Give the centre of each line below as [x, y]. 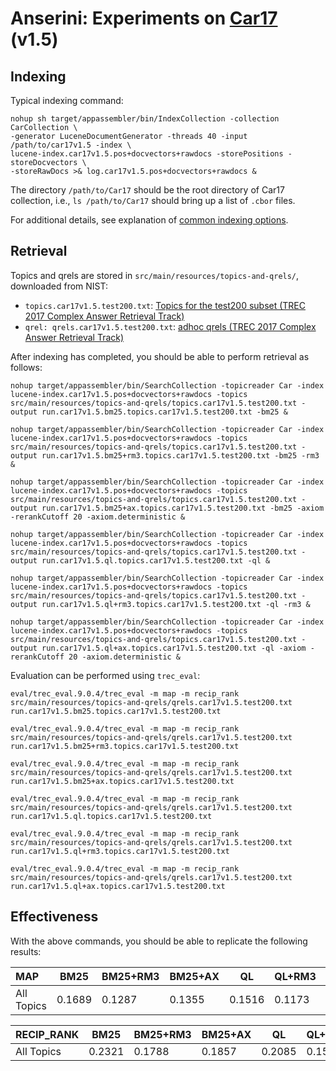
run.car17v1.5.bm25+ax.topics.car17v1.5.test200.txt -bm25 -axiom [183, 508]
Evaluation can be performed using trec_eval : [105, 675]
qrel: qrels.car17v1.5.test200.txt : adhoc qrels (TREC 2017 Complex [170, 326]
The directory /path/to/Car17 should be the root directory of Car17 [147, 190]
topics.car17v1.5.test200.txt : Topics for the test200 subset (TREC [165, 305]
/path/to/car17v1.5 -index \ [71, 145]
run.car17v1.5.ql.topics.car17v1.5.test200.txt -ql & [156, 560]
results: [26, 951]
